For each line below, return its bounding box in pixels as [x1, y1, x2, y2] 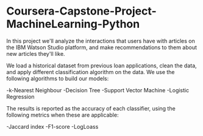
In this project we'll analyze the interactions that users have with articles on [6, 37, 195, 44]
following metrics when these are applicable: [6, 111, 119, 118]
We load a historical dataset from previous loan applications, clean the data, [6, 62, 197, 69]
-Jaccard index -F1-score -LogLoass [6, 123, 99, 130]
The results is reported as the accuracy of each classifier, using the [6, 104, 176, 112]
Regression [6, 93, 35, 100]
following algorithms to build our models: [6, 75, 109, 82]
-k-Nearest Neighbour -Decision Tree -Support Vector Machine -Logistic [6, 86, 190, 93]
